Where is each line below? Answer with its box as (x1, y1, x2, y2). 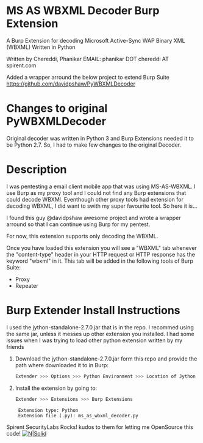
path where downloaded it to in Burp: (15, 361, 109, 368)
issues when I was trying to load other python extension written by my (6, 337, 183, 344)
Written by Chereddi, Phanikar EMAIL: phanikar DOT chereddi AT (6, 55, 169, 62)
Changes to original (6, 101, 108, 115)
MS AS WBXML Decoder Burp (6, 4, 160, 18)
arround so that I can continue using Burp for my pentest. (6, 221, 151, 228)
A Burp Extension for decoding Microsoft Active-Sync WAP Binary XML (6, 37, 185, 44)
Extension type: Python (18, 407, 79, 413)
